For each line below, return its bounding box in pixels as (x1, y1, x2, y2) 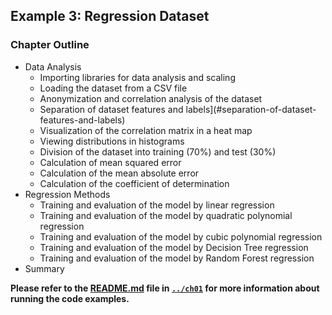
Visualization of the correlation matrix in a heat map (39, 124, 253, 136)
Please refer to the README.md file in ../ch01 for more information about (10, 282, 320, 294)
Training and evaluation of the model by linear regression (39, 199, 275, 211)
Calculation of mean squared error (39, 156, 182, 168)
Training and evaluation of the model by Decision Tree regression (39, 241, 309, 253)
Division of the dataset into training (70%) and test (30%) (39, 145, 277, 158)
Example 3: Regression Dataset (10, 8, 210, 25)
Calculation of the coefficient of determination (39, 177, 230, 189)
